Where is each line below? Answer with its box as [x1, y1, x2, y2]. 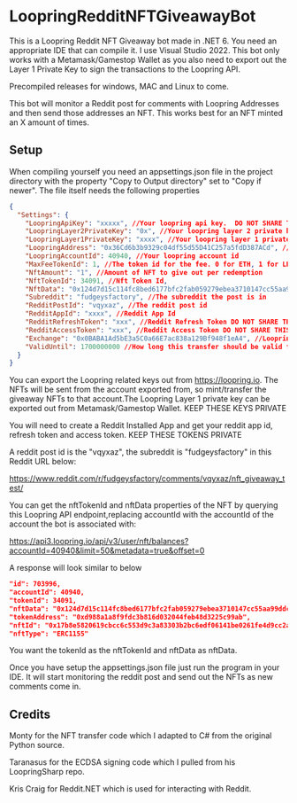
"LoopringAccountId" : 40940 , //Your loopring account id [25, 252, 240, 261]
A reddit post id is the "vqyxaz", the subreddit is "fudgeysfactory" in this [9, 447, 272, 457]
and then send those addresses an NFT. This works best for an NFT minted [9, 107, 283, 118]
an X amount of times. [9, 117, 90, 128]
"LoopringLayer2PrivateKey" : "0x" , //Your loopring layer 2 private [25, 227, 283, 236]
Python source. [9, 740, 65, 751]
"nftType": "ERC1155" [9, 629, 89, 638]
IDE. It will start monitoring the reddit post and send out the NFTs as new [9, 672, 274, 682]
